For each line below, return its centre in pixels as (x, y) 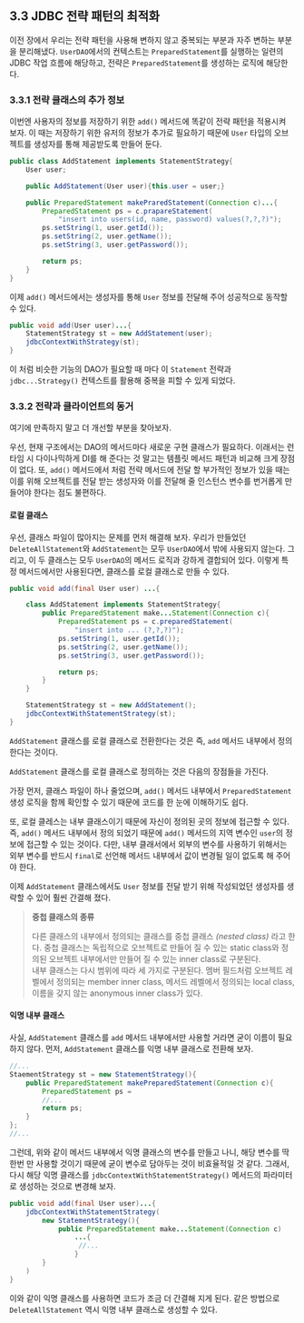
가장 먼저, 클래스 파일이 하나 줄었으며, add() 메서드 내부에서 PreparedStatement (151, 790)
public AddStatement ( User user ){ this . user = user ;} (125, 186)
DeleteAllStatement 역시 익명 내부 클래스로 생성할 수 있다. (113, 1309)
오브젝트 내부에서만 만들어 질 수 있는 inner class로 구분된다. (155, 958)
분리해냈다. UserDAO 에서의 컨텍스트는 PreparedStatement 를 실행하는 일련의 (151, 51)
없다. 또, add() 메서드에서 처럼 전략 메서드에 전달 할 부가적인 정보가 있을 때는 (154, 470)
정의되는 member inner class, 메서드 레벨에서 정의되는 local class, (175, 981)
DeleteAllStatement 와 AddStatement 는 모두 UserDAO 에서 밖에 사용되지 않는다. (147, 548)
